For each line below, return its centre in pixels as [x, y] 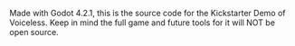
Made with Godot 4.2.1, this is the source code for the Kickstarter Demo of [147, 13]
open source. [34, 32]
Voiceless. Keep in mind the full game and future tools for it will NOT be [143, 23]
